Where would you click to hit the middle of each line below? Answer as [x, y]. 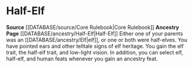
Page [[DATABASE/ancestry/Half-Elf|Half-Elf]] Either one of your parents [95, 33]
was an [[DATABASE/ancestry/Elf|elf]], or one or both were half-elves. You [97, 40]
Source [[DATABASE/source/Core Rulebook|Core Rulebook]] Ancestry [93, 27]
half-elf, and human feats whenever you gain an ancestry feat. [82, 59]
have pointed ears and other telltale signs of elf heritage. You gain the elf [95, 46]
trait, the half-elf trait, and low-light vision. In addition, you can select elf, [95, 52]
